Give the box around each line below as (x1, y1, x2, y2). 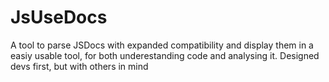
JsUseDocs (10, 6, 108, 29)
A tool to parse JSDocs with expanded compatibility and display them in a (10, 39, 314, 51)
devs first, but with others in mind (10, 60, 149, 72)
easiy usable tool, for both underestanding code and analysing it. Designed (10, 49, 320, 61)
